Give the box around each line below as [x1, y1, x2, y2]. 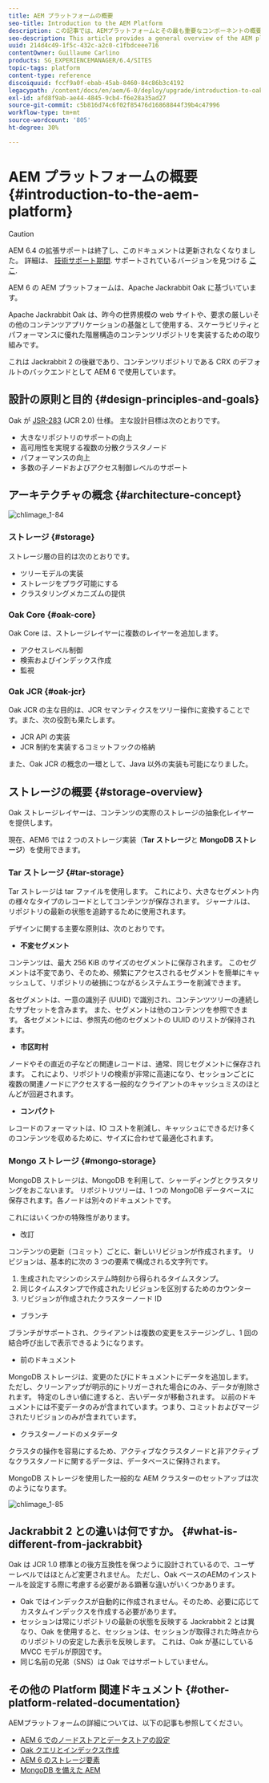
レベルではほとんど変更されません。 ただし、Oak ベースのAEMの [14, 1570, 230, 1579]
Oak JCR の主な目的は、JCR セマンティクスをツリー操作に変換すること [8, 705, 243, 715]
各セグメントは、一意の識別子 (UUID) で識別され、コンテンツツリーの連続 [8, 995, 252, 1005]
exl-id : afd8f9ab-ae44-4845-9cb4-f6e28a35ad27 [8, 94, 167, 102]
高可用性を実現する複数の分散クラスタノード [19, 442, 168, 452]
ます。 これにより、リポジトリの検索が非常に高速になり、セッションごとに [8, 1069, 255, 1079]
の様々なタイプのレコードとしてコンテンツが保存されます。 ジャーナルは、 [8, 896, 255, 907]
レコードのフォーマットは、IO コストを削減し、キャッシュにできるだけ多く [8, 1123, 256, 1133]
